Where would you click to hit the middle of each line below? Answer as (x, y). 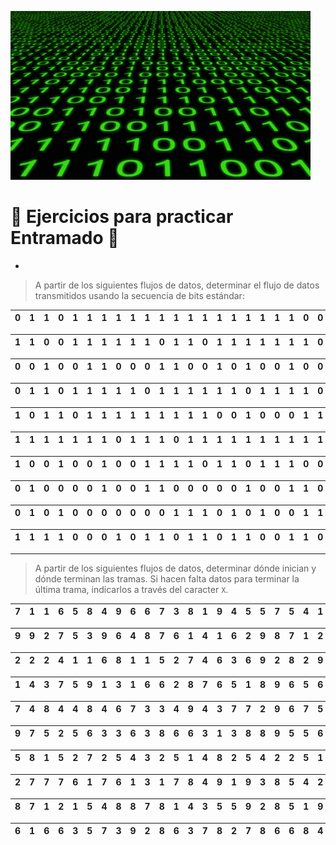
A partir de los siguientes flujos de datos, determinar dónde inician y (175, 568)
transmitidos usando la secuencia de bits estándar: (139, 295)
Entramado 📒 (65, 238)
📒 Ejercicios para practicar (122, 217)
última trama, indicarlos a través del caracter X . (131, 589)
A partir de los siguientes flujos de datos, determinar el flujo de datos (177, 285)
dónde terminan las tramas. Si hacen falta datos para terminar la (167, 578)
